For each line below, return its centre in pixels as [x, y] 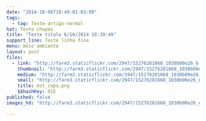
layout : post [23, 52]
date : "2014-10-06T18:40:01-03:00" [52, 12]
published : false [29, 97]
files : [15, 57]
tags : [13, 18]
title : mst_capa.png [44, 86]
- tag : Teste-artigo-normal [48, 23]
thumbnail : [31, 69]
